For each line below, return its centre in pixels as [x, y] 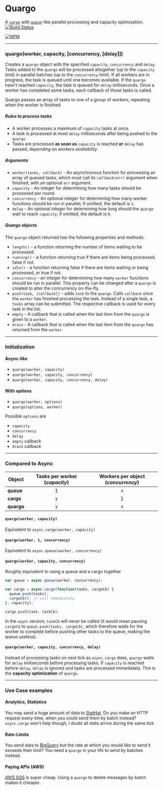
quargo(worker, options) [37, 402]
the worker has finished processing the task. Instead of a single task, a [82, 299]
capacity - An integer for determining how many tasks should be [77, 188]
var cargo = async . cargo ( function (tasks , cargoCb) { [59, 589]
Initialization [20, 347]
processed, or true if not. [37, 273]
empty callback [26, 441]
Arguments [17, 160]
